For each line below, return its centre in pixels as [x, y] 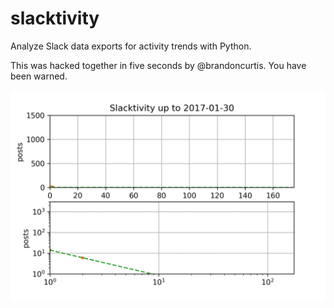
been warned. [39, 76]
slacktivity [55, 18]
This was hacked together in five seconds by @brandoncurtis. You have [158, 65]
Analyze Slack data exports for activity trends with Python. [131, 46]
